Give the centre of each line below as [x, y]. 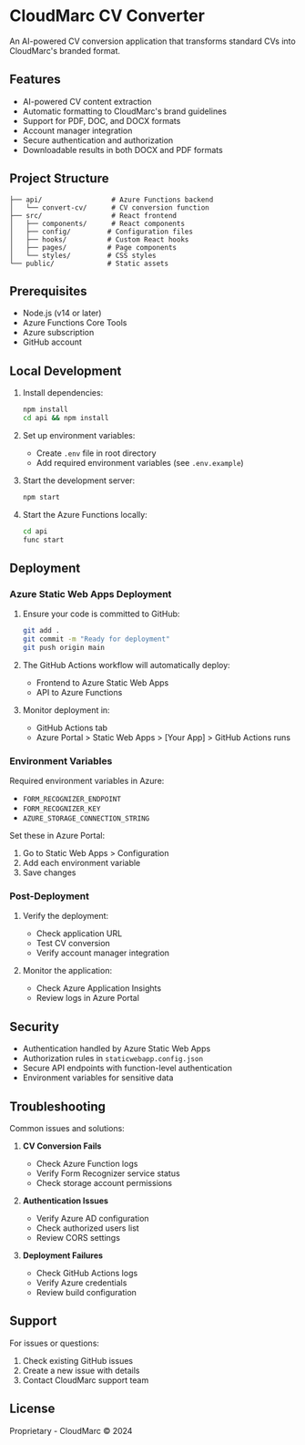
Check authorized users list [87, 1228]
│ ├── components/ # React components [97, 223]
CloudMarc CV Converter [107, 16]
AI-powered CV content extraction [87, 101]
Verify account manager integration [103, 953]
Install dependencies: [63, 393]
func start [43, 540]
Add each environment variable [81, 863]
